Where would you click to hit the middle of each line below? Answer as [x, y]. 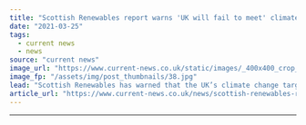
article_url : [34, 93]
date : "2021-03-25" [46, 26]
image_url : [30, 69]
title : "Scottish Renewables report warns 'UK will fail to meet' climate [154, 18]
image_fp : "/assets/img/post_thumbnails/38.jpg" [103, 77]
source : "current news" [55, 60]
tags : [20, 34]
